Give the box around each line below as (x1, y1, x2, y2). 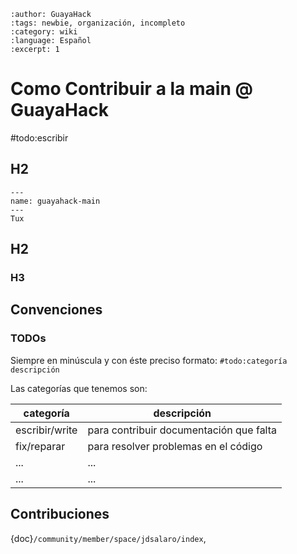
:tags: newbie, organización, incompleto (10, 18, 186, 28)
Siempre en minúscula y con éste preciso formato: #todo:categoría (10, 354, 288, 366)
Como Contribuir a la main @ (10, 78, 253, 100)
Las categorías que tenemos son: (10, 382, 148, 394)
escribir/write (15, 423, 78, 437)
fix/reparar (15, 439, 66, 453)
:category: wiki (10, 27, 78, 37)
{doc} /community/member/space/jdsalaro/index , (10, 532, 207, 544)
